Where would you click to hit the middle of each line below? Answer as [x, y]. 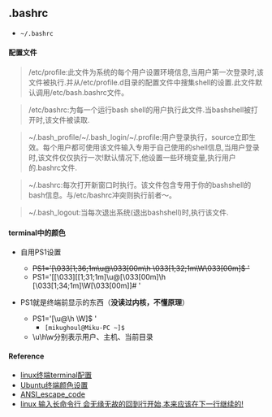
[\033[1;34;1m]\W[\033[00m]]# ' [86, 286]
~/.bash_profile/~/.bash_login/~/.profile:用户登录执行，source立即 [138, 137]
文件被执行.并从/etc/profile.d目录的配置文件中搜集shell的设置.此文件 [142, 83]
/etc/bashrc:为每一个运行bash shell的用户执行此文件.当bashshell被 [140, 110]
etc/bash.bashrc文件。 [91, 93]
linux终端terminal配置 [56, 375]
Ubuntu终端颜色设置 [54, 385]
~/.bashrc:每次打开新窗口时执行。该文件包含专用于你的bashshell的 [140, 185]
